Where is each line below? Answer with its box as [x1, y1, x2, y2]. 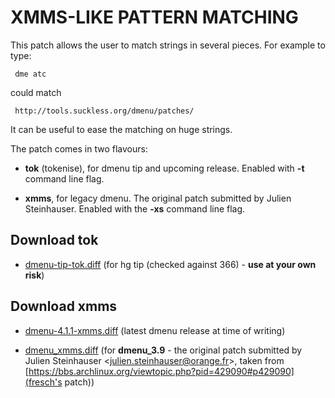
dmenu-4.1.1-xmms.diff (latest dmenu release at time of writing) [24, 324, 286, 336]
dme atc [14, 69, 47, 79]
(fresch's [24, 376, 63, 388]
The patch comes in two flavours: [10, 142, 148, 155]
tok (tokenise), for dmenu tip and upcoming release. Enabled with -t [24, 162, 305, 174]
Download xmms [10, 298, 118, 315]
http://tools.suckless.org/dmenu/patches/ [14, 106, 195, 116]
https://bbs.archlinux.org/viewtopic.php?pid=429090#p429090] [28, 365, 295, 377]
